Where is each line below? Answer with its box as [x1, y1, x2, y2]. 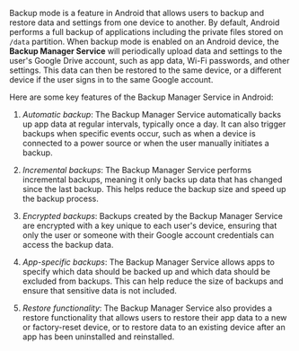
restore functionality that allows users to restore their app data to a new [22, 312, 287, 322]
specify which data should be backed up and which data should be [22, 267, 271, 276]
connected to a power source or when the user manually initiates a [22, 138, 269, 148]
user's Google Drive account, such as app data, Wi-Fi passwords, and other [9, 56, 290, 66]
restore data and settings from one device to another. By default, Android [9, 17, 280, 28]
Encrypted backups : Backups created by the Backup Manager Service [22, 211, 283, 221]
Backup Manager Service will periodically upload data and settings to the [9, 46, 283, 57]
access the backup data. [22, 240, 114, 250]
